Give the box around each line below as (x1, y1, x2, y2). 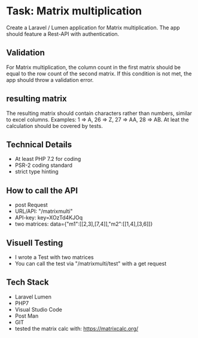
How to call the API (6, 185, 78, 196)
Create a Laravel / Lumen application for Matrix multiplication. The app (6, 24, 181, 31)
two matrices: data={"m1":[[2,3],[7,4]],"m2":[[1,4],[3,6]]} (14, 220, 153, 228)
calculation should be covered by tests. (6, 122, 103, 129)
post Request (14, 202, 48, 209)
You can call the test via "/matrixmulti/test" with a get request (14, 260, 167, 267)
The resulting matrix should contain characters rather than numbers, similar (6, 109, 193, 117)
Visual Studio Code (14, 306, 63, 313)
